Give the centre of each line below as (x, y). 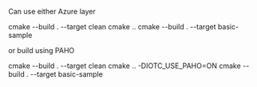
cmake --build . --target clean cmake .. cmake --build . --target (112, 26)
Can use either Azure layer (52, 11)
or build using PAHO (42, 50)
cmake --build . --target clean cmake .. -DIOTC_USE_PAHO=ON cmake (125, 66)
